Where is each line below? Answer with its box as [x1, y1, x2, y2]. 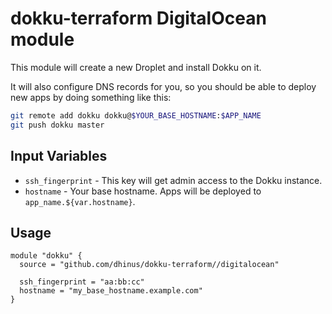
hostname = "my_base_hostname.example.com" [19, 286, 203, 296]
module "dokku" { [10, 251, 83, 261]
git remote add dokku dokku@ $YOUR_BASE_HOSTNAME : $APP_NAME [10, 110, 262, 121]
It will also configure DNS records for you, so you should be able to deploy [10, 80, 317, 92]
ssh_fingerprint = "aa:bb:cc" [19, 277, 145, 287]
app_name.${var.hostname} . [24, 195, 136, 207]
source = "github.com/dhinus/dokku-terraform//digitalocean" [19, 260, 280, 270]
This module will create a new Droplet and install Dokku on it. [10, 61, 262, 73]
